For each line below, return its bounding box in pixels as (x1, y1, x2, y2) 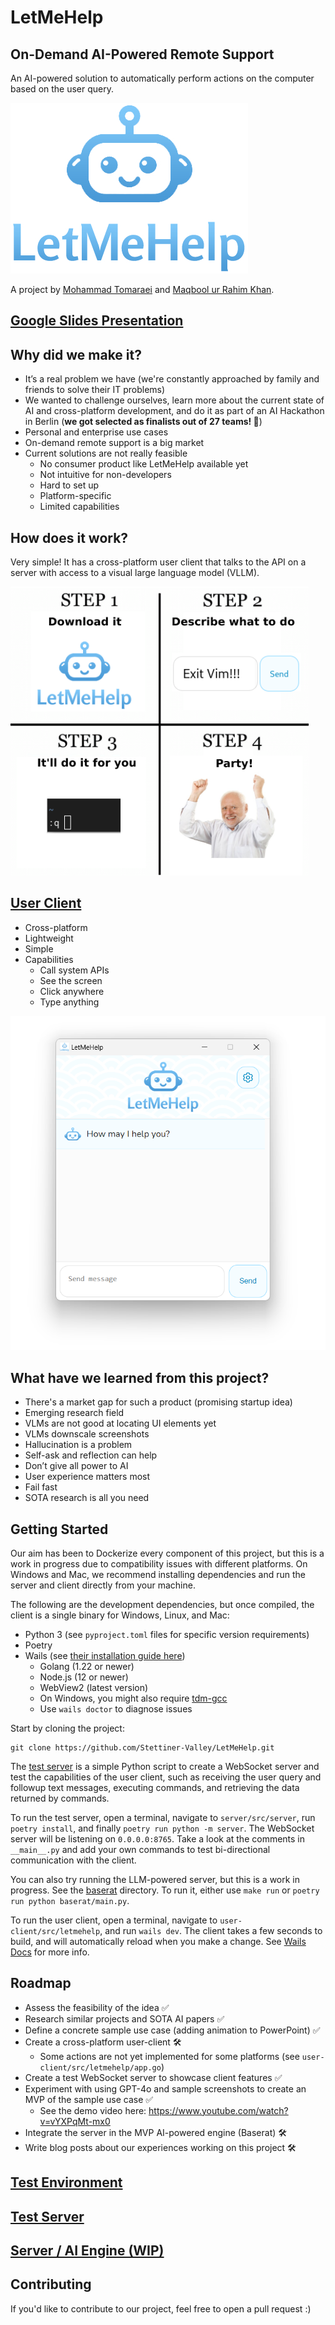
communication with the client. (10, 1854, 137, 1866)
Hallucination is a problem (24, 1439, 133, 1451)
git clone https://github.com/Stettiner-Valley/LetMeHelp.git (10, 1742, 275, 1753)
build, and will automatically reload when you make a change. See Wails (10, 1935, 307, 1947)
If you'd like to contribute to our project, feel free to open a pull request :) (10, 2302, 312, 2315)
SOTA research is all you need (24, 1492, 150, 1504)
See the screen (39, 974, 103, 986)
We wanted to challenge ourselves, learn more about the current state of (24, 394, 325, 406)
